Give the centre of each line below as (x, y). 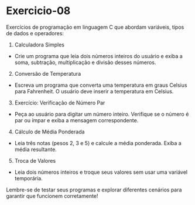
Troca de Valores (35, 160)
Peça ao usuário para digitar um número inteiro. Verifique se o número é (102, 114)
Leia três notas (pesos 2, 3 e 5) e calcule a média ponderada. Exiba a (98, 143)
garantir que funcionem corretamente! (52, 196)
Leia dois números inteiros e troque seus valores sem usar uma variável (101, 172)
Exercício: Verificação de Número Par (60, 103)
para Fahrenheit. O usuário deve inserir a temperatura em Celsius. (94, 91)
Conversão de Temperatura (47, 73)
